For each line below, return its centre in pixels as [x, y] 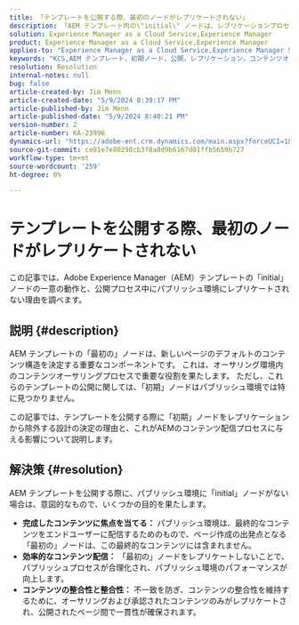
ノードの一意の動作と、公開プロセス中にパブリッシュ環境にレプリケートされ [149, 289]
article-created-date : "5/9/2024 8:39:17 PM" [95, 100]
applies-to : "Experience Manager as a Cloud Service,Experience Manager [147, 51]
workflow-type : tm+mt [49, 158]
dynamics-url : [36, 141]
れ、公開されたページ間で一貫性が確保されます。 [112, 612]
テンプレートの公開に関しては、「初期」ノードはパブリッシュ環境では [151, 387]
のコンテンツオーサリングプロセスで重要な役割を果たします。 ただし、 [139, 376]
